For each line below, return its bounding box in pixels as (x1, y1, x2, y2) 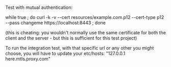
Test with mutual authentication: (5, 5, 73, 10)
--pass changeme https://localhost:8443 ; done (5, 20, 106, 26)
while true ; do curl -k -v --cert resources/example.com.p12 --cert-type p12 (5, 14, 164, 20)
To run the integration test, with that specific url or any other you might (5, 45, 154, 51)
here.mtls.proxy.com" (5, 56, 51, 62)
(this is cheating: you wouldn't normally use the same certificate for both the (5, 30, 166, 35)
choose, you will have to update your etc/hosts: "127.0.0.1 (5, 51, 126, 56)
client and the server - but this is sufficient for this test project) (5, 35, 137, 41)
